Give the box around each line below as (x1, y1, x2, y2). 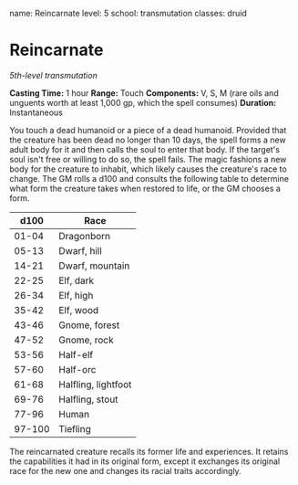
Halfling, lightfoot (58, 378, 132, 391)
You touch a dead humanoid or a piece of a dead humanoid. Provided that (9, 124, 287, 135)
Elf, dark (58, 274, 95, 287)
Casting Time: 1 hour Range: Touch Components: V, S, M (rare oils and (9, 87, 280, 99)
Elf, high (58, 289, 94, 301)
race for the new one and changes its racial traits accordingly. (9, 465, 241, 476)
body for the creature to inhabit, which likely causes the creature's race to (9, 163, 287, 174)
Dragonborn (58, 229, 111, 242)
